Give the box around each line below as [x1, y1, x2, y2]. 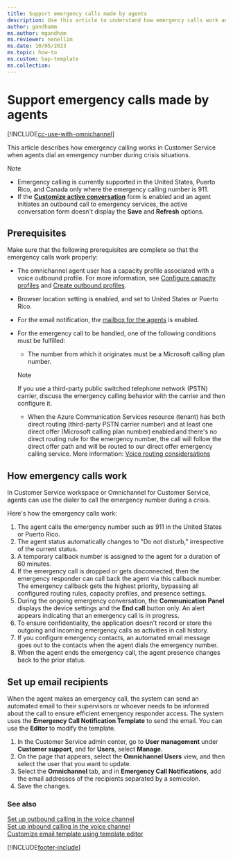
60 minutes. [17, 559, 52, 568]
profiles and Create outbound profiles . [17, 281, 127, 289]
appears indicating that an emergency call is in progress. [17, 612, 180, 620]
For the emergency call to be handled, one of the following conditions [17, 329, 216, 337]
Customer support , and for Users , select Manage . [17, 745, 163, 753]
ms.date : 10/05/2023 [7, 42, 67, 49]
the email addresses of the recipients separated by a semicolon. [17, 774, 201, 783]
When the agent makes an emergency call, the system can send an [7, 694, 199, 703]
